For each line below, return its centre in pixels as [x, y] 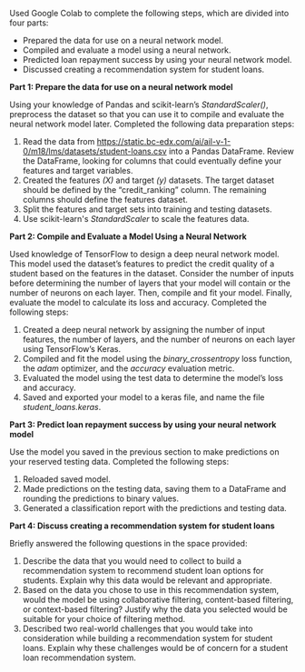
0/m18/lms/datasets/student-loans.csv [94, 151]
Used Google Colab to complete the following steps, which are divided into [149, 13]
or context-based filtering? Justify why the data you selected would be [155, 609]
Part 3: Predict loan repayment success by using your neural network [143, 425]
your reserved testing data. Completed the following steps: [119, 461]
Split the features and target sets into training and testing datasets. [147, 209]
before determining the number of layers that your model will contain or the [150, 283]
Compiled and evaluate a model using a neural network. [127, 50]
